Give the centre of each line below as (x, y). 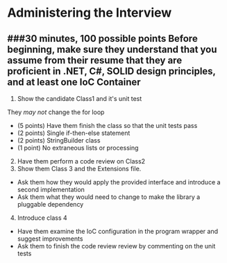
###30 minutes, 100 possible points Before (102, 39)
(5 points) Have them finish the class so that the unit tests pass (107, 126)
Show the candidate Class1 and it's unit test (79, 98)
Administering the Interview (90, 13)
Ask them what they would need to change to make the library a (109, 197)
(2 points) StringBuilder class (59, 140)
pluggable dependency (50, 204)
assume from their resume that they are (95, 60)
